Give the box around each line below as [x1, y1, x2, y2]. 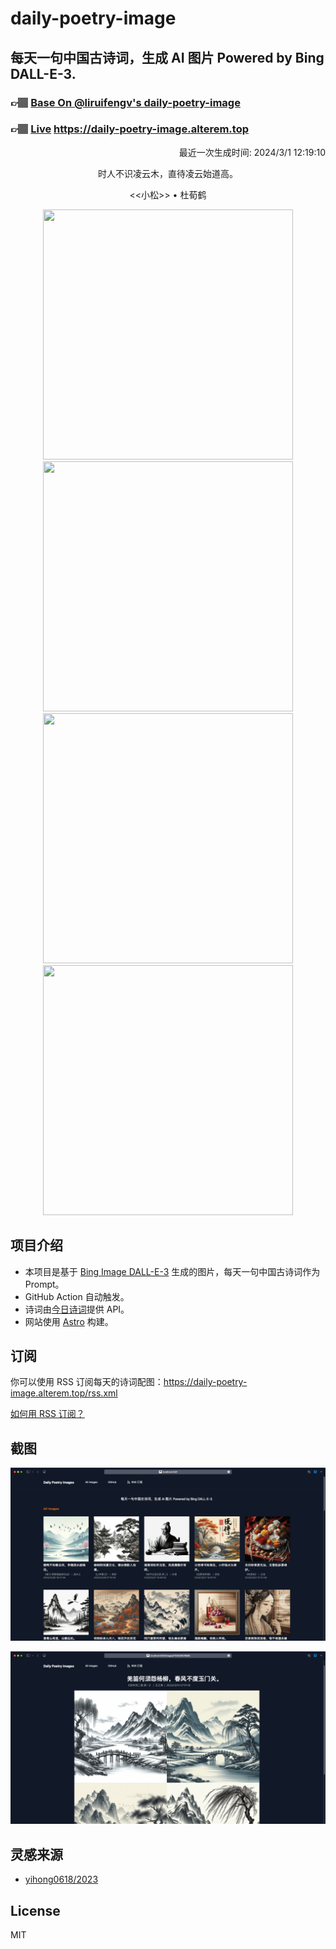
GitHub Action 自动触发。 [24, 1290, 130, 1302]
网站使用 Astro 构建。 [24, 1315, 114, 1327]
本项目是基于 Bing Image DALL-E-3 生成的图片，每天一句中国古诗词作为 [24, 1265, 321, 1277]
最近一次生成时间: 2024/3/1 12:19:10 [178, 146, 326, 158]
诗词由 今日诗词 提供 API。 [24, 1303, 130, 1315]
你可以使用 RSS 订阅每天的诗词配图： [10, 1376, 164, 1388]
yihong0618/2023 [24, 1873, 99, 1886]
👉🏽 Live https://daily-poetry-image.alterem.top [10, 122, 249, 136]
